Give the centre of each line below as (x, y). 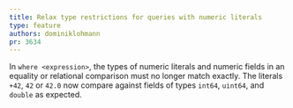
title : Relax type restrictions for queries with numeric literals (136, 17)
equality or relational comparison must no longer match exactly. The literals (146, 76)
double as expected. (45, 95)
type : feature (35, 25)
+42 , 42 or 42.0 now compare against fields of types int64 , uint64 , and (137, 85)
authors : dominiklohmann (55, 33)
